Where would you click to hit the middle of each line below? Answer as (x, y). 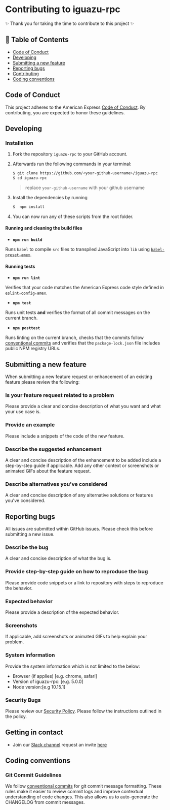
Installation (19, 143)
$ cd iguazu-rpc (30, 178)
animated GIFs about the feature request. (48, 471)
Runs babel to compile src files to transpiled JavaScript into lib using (78, 250)
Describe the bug (27, 547)
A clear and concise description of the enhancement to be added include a (83, 460)
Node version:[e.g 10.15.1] (39, 687)
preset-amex (18, 255)
